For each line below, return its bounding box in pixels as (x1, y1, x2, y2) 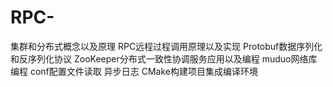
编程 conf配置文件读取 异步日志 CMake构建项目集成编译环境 (10, 65, 258, 77)
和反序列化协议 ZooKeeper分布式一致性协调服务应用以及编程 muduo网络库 (10, 52, 318, 65)
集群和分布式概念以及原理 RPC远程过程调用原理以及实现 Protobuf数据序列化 (10, 40, 323, 52)
